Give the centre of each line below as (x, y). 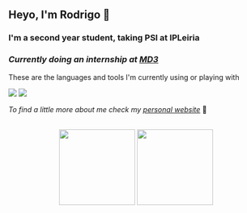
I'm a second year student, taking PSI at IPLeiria (104, 38)
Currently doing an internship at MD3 (84, 60)
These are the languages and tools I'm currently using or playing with (124, 77)
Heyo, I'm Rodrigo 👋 (60, 15)
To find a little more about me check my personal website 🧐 (108, 109)
